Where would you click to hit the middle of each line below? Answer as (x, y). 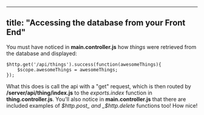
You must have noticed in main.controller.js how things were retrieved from (101, 47)
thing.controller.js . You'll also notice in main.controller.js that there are (96, 99)
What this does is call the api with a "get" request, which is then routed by (99, 86)
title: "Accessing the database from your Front (96, 23)
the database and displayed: (42, 53)
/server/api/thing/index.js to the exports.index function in (80, 93)
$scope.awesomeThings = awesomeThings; (68, 70)
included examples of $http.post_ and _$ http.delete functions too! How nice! (102, 105)
